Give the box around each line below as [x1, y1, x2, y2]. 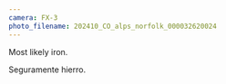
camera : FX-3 [8, 13, 58, 23]
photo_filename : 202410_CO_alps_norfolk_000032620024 [8, 22, 218, 31]
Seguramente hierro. [8, 64, 87, 75]
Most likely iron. [8, 46, 68, 57]
